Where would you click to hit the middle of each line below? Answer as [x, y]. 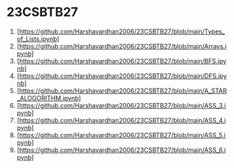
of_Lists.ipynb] [38, 38]
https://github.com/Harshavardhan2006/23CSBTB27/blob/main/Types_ [122, 31]
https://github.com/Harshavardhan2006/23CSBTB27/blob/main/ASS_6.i [123, 150]
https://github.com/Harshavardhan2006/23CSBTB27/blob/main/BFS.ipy [123, 61]
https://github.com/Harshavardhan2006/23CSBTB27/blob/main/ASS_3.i [123, 105]
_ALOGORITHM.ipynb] [49, 98]
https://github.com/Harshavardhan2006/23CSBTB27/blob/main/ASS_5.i [122, 135]
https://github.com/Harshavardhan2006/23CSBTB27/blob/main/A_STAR [123, 91]
